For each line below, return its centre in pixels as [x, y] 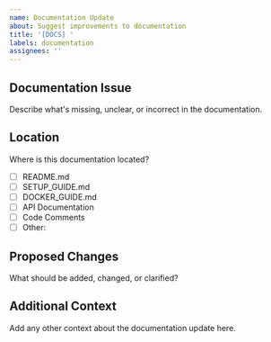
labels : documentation [52, 43]
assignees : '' [36, 51]
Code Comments [53, 217]
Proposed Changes [64, 256]
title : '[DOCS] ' [42, 34]
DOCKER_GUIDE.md [59, 197]
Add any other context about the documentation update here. [122, 328]
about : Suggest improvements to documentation [98, 26]
